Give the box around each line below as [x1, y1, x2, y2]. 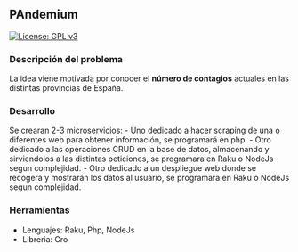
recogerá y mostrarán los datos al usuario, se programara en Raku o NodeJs [9, 173, 290, 183]
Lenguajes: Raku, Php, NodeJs [21, 224, 135, 235]
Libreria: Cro [21, 233, 68, 244]
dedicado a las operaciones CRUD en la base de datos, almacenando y [9, 144, 270, 155]
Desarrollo [9, 105, 56, 118]
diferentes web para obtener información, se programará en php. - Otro [9, 134, 271, 145]
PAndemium [9, 7, 78, 22]
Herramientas [9, 204, 70, 216]
